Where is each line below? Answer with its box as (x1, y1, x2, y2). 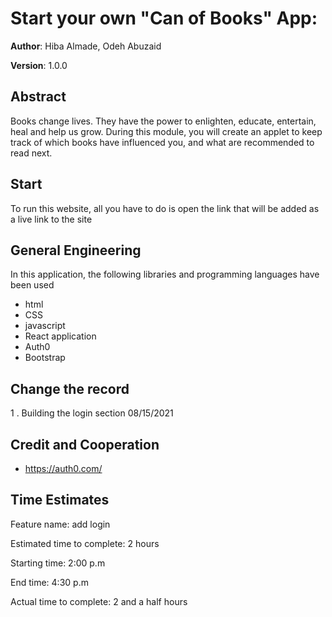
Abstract (10, 88, 67, 106)
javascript (24, 320, 66, 332)
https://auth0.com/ (24, 463, 103, 474)
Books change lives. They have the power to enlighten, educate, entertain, (10, 115, 317, 127)
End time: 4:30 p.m (10, 576, 89, 588)
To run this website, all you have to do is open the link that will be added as (10, 202, 320, 214)
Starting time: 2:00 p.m (10, 557, 106, 569)
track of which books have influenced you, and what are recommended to (10, 136, 315, 148)
